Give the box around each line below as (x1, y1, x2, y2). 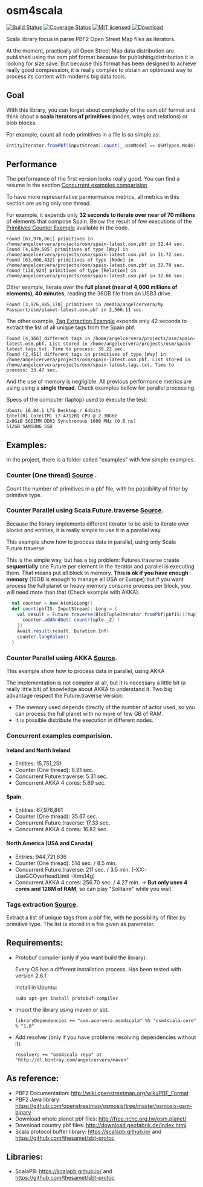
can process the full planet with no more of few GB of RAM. (14, 710, 163, 718)
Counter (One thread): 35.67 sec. (14, 813, 98, 820)
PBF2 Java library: (14, 1096, 61, 1103)
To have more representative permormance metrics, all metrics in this (6, 193, 179, 201)
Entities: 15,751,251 (14, 760, 62, 767)
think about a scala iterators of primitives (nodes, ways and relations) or (6, 112, 188, 120)
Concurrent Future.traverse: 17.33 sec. (14, 819, 111, 826)
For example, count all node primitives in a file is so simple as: (6, 130, 160, 138)
